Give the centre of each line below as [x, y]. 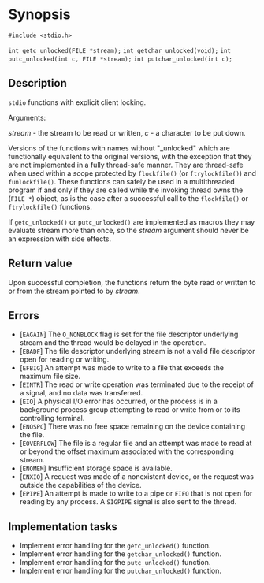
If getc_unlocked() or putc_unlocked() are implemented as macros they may [132, 221]
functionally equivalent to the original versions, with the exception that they [130, 156]
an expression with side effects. [60, 239]
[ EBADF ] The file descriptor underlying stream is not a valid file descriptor [137, 351]
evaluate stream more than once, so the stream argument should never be [129, 230]
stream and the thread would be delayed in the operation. [113, 343]
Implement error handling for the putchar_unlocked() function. [121, 571]
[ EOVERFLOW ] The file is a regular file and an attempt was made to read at [136, 444]
